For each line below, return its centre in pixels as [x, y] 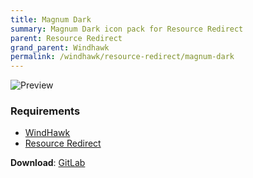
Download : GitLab [48, 163]
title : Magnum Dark [51, 19]
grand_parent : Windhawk [60, 47]
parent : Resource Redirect [66, 38]
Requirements [45, 111]
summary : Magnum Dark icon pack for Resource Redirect [127, 29]
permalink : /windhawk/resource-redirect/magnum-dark [122, 57]
